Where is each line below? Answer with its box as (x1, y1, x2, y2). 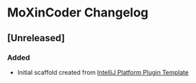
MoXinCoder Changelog (7, 5, 149, 21)
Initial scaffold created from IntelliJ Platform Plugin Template (17, 68, 189, 76)
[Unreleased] (7, 32, 66, 44)
